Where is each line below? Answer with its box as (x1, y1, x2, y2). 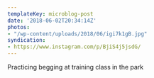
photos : (7, 23, 31, 30)
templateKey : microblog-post (7, 10, 94, 18)
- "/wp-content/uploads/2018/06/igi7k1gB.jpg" (7, 30, 148, 38)
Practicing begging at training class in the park (7, 63, 144, 71)
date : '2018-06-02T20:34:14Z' (7, 17, 97, 24)
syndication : (7, 37, 46, 44)
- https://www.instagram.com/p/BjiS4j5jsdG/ (7, 43, 141, 50)
